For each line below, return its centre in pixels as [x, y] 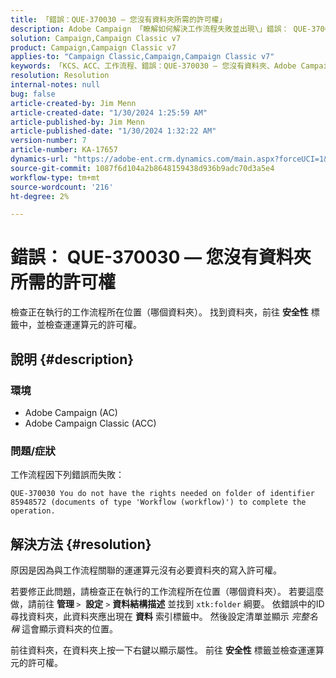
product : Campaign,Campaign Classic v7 [93, 47]
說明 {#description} [72, 359]
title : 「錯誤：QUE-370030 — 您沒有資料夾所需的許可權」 [118, 19]
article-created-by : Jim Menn [73, 103]
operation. [33, 511]
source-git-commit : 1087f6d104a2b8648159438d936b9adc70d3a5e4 [142, 168]
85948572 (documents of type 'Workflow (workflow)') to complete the [158, 502]
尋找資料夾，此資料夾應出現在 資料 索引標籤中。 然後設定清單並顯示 [150, 616]
